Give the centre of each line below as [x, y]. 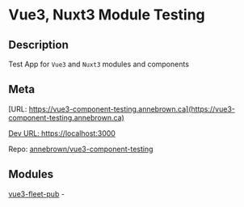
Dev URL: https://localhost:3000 [62, 133]
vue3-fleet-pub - [36, 194]
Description [38, 45]
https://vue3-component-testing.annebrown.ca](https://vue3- [132, 109]
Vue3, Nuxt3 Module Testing [107, 15]
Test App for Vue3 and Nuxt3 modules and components [99, 64]
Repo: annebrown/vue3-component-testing [81, 149]
